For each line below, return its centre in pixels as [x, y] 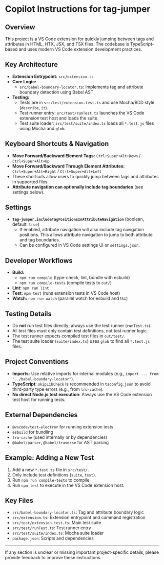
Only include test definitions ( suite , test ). [54, 475]
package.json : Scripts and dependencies [53, 538]
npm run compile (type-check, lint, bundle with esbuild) [75, 278]
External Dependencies [41, 415]
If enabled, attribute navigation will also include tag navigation [82, 230]
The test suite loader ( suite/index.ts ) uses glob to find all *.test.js [81, 341]
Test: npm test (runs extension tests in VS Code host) [66, 293]
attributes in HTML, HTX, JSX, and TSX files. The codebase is [67, 44]
